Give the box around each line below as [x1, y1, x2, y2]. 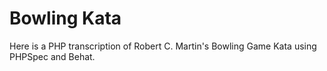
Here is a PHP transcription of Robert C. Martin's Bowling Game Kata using [9, 40, 317, 52]
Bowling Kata [9, 7, 122, 30]
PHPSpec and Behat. [9, 50, 96, 62]
